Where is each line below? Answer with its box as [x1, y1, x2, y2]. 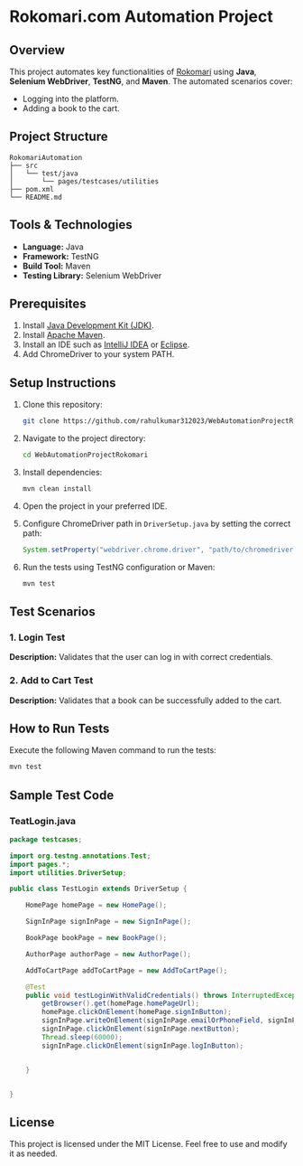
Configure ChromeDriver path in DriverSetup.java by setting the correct [22, 518, 291, 529]
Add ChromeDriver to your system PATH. [22, 349, 175, 360]
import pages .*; [9, 860, 70, 869]
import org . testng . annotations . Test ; [9, 851, 151, 860]
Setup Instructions [9, 375, 116, 390]
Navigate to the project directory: [22, 433, 146, 444]
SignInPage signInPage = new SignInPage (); [25, 917, 192, 926]
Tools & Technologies [9, 217, 133, 232]
